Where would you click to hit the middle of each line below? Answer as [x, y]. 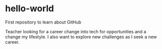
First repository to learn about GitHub [43, 22]
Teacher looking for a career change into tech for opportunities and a [76, 31]
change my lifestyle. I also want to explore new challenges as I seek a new [81, 37]
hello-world [30, 9]
